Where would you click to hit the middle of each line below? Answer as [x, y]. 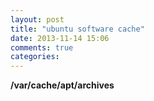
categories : [35, 57]
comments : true [42, 47]
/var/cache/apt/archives [62, 85]
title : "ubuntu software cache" [77, 29]
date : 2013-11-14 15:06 [60, 38]
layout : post [37, 19]
